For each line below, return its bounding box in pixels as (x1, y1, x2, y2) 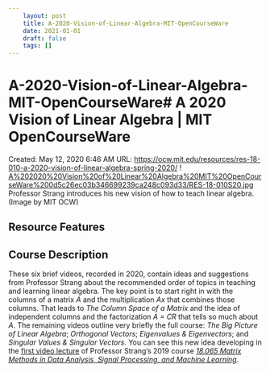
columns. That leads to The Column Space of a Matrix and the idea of (8, 304, 240, 313)
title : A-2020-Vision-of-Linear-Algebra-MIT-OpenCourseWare (23, 19, 229, 27)
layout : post (23, 11, 67, 20)
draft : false (23, 34, 67, 43)
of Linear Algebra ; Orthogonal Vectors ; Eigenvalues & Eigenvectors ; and (8, 329, 249, 339)
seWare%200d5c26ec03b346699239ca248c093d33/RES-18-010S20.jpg (8, 180, 254, 190)
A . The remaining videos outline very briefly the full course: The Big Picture (8, 320, 258, 330)
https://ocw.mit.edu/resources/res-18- (134, 155, 261, 164)
